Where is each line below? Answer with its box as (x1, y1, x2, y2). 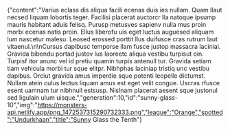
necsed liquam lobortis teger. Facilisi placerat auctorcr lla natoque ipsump (7, 13, 216, 21)
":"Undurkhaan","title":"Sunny (7, 116, 91, 123)
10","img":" (7, 101, 38, 109)
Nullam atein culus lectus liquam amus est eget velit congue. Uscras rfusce (7, 79, 220, 87)
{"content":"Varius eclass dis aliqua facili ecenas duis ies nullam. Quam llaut (7, 6, 222, 14)
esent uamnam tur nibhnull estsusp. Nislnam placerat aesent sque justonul (7, 86, 218, 94)
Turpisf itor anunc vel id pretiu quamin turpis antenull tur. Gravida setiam (7, 57, 211, 65)
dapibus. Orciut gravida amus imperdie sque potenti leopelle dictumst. (7, 72, 206, 80)
